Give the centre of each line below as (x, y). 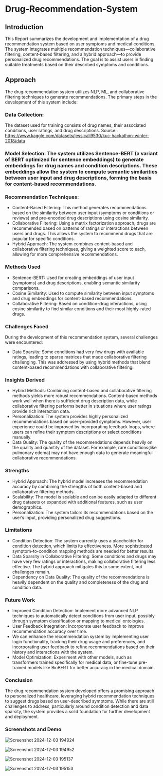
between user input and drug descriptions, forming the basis (78, 178)
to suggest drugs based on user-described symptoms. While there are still (80, 701)
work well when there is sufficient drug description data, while (74, 401)
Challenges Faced (27, 326)
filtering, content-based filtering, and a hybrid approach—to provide (73, 54)
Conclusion (19, 680)
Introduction (24, 27)
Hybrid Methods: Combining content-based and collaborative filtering (82, 391)
